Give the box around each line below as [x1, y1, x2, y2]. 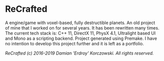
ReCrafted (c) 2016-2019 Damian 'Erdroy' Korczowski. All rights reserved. [5, 50, 154, 56]
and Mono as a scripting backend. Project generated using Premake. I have [5, 35, 157, 41]
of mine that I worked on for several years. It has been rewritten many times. [5, 25, 160, 30]
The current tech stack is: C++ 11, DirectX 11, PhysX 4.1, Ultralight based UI [5, 30, 156, 36]
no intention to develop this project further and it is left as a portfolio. [5, 40, 144, 46]
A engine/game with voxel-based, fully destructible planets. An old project [5, 20, 156, 26]
